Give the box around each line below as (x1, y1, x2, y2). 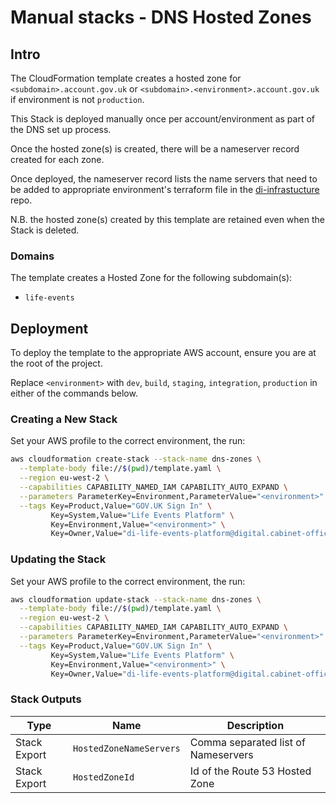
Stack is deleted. (10, 224, 80, 236)
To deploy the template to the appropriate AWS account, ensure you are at (10, 347, 317, 359)
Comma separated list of (189, 735, 306, 749)
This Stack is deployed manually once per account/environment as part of (10, 113, 316, 125)
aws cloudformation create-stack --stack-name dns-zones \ (10, 454, 262, 465)
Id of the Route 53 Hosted (189, 764, 312, 778)
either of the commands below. (10, 387, 138, 400)
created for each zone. (10, 154, 105, 165)
